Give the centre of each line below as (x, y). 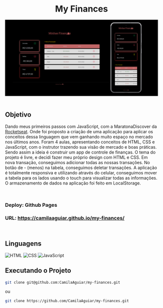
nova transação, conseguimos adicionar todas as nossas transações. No (78, 162)
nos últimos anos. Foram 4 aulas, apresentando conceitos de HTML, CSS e (80, 142)
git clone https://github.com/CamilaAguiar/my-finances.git (67, 301)
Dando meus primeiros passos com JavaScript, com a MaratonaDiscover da (81, 126)
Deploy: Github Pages (31, 205)
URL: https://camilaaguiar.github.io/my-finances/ (65, 218)
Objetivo (18, 115)
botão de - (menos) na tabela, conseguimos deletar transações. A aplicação (81, 168)
